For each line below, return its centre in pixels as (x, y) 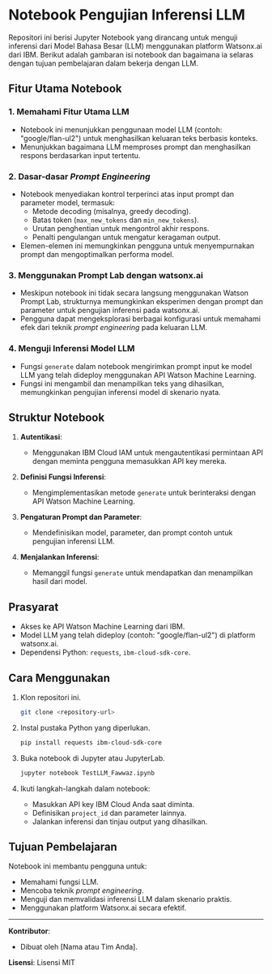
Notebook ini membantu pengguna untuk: (78, 866)
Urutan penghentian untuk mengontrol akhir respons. (121, 228)
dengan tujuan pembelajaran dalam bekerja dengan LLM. (103, 63)
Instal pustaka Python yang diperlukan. (85, 727)
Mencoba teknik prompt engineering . (82, 890)
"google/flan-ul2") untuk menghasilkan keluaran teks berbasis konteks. (139, 138)
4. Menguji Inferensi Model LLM (72, 349)
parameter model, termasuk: (68, 202)
